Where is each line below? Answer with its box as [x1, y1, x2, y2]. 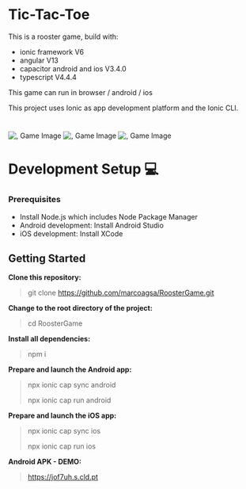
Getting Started [8, 252, 86, 265]
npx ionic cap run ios [27, 441, 97, 451]
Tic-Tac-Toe [8, 6, 90, 24]
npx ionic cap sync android [27, 380, 116, 390]
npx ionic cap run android [27, 395, 112, 405]
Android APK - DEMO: [8, 457, 81, 467]
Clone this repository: [8, 273, 81, 282]
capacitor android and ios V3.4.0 [19, 63, 127, 73]
